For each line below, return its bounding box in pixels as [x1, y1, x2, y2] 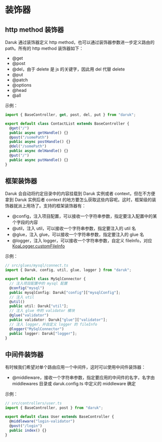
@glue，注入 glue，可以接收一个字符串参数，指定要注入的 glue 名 [12, 232, 144, 238]
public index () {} [9, 428, 47, 433]
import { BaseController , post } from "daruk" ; [5, 405, 104, 411]
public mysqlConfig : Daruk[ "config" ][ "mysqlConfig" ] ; [9, 290, 121, 295]
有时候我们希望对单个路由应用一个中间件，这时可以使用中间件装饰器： [5, 364, 146, 370]
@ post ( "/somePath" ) [9, 135, 49, 140]
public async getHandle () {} [9, 130, 69, 135]
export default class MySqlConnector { [5, 277, 86, 282]
